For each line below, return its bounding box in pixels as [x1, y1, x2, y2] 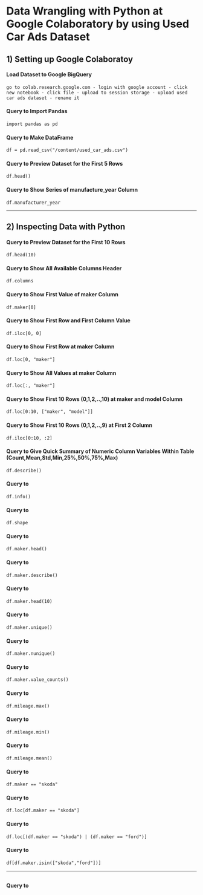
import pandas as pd [6, 121, 59, 127]
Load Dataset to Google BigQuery [6, 71, 92, 78]
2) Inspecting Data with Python [6, 221, 126, 232]
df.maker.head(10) [6, 598, 53, 604]
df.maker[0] [6, 304, 36, 310]
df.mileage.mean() [6, 755, 53, 761]
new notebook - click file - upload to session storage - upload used [6, 89, 188, 96]
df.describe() [6, 467, 42, 474]
